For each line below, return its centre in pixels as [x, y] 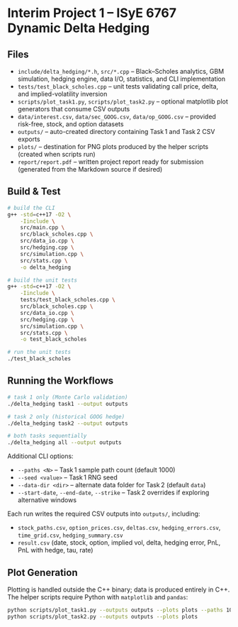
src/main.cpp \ [42, 228]
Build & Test [34, 192]
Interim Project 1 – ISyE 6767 [92, 13]
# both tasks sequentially [47, 436]
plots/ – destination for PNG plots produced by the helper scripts [113, 146]
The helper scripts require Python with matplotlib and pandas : [98, 597]
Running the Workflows [61, 381]
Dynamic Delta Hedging [79, 28]
